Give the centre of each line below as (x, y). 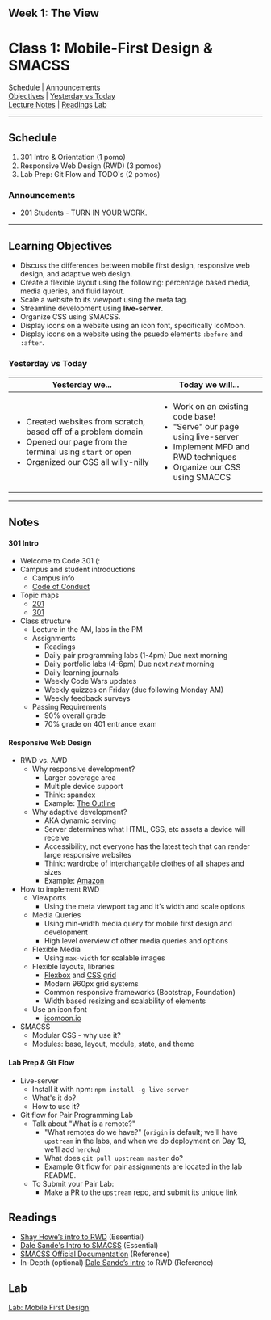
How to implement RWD (60, 889)
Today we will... (209, 385)
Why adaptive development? (79, 812)
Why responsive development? (83, 769)
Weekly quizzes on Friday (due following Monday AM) (134, 690)
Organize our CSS (207, 466)
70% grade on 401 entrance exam (100, 724)
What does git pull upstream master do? (114, 1158)
